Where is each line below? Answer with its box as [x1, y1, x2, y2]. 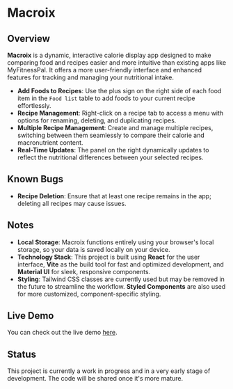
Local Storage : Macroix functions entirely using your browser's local [17, 238, 214, 246]
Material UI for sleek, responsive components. [17, 267, 151, 276]
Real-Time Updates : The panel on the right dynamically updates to [17, 146, 209, 154]
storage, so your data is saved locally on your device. [17, 245, 170, 253]
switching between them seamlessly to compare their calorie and [17, 131, 204, 139]
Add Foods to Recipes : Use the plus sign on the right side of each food [17, 87, 222, 95]
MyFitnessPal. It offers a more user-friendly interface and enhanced [7, 66, 202, 74]
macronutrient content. [17, 138, 83, 147]
